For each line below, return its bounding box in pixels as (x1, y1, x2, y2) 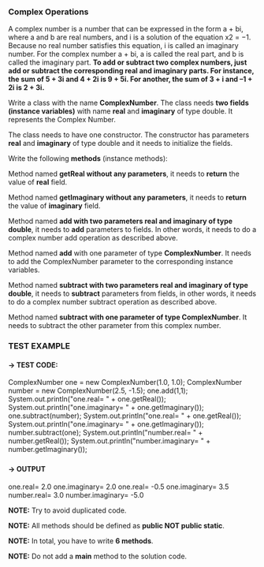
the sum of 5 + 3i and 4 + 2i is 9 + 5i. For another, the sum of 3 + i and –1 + (8, 74, 253, 84)
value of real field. (8, 177, 68, 187)
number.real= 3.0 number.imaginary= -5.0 (8, 490, 144, 499)
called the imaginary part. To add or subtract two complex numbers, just (8, 58, 247, 67)
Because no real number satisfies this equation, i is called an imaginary (8, 41, 239, 50)
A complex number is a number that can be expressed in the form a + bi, (8, 24, 244, 34)
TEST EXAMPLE (8, 341, 71, 352)
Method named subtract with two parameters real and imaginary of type (8, 281, 248, 290)
